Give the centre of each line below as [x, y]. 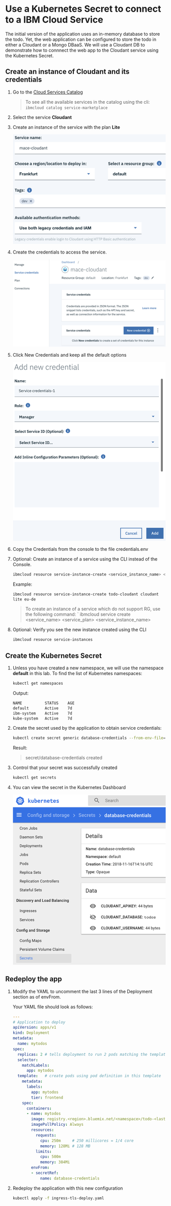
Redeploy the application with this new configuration [68, 1188]
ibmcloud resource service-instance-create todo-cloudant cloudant [85, 594]
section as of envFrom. [37, 996]
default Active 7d [42, 708]
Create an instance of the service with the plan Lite [66, 127]
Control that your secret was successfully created [65, 768]
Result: [20, 748]
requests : [46, 1135]
